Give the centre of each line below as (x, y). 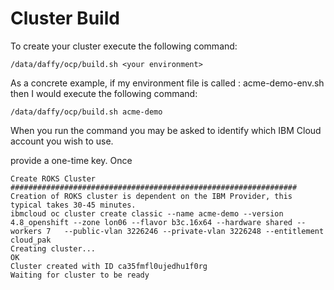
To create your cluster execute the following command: (124, 46)
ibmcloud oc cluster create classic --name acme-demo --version (147, 213)
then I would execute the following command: (104, 93)
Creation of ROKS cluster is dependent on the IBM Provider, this (151, 196)
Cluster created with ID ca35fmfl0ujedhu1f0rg (109, 266)
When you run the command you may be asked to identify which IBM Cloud (166, 130)
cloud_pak (31, 240)
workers (26, 231)
